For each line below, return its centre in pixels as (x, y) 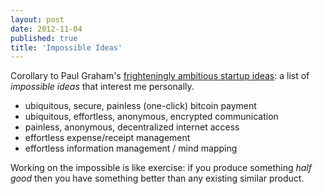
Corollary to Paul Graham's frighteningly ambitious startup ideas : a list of (160, 76)
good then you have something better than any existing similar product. (157, 178)
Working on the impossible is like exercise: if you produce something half (161, 168)
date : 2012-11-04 (46, 29)
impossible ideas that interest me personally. (102, 87)
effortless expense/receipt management (107, 138)
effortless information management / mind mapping (131, 148)
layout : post (37, 19)
